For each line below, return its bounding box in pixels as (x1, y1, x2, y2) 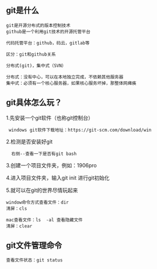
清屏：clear (6, 223, 33, 229)
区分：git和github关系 (6, 51, 56, 57)
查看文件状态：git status (6, 257, 63, 263)
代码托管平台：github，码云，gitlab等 (6, 40, 90, 46)
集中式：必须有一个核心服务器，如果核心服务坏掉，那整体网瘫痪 (6, 80, 137, 86)
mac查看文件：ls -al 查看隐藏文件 (6, 217, 83, 223)
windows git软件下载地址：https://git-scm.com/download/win (8, 127, 152, 133)
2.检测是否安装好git (6, 138, 53, 145)
